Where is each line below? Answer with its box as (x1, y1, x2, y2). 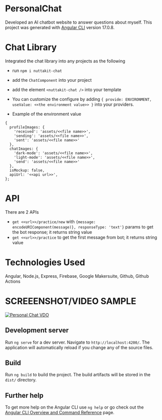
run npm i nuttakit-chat (12, 67, 62, 73)
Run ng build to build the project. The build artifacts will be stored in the (5, 372, 151, 378)
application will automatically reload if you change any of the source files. (5, 344, 153, 350)
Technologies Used (5, 257, 86, 268)
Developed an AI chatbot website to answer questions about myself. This (5, 19, 152, 25)
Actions (5, 278, 21, 284)
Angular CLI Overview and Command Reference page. (5, 410, 115, 416)
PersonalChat (5, 3, 62, 14)
